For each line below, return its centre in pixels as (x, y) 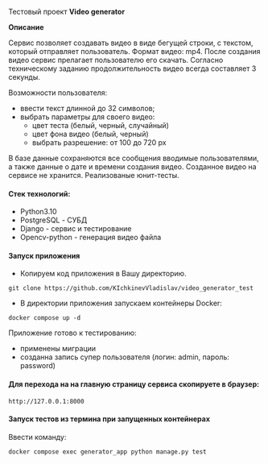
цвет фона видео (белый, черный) (90, 134)
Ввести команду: (37, 437)
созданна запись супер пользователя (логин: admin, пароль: (124, 357)
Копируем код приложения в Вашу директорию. (103, 274)
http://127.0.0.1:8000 (46, 401)
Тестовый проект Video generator (67, 12)
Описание (26, 27)
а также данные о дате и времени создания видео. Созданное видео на (132, 167)
